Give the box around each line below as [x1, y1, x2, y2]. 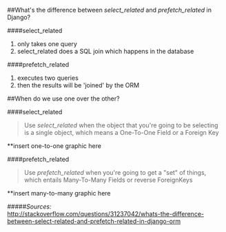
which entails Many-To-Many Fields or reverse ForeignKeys [23, 176, 193, 184]
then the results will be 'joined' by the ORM [17, 81, 140, 89]
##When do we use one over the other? [7, 94, 120, 103]
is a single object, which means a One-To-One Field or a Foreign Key [23, 129, 219, 136]
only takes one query [17, 40, 78, 48]
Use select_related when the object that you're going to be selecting [23, 121, 218, 129]
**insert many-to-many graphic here [7, 189, 112, 197]
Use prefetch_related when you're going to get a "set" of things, [23, 169, 207, 176]
